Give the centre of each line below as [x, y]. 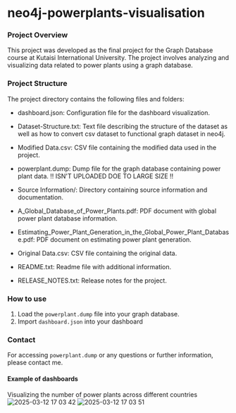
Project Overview [38, 35]
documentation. [40, 197]
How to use [27, 299]
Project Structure [37, 84]
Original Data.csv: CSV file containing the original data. [97, 253]
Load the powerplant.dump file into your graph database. [98, 314]
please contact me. [35, 363]
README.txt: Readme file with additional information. [94, 266]
